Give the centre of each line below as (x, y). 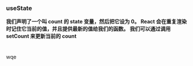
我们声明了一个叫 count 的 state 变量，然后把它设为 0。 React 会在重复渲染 (96, 22)
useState (19, 8)
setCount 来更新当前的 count (41, 36)
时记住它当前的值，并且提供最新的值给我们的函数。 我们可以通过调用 (88, 29)
